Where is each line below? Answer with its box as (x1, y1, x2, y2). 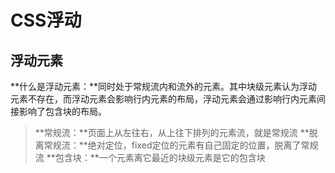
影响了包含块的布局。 (18, 106, 107, 117)
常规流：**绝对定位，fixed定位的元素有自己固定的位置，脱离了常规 (43, 139, 319, 151)
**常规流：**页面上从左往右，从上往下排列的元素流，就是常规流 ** (34, 127, 310, 138)
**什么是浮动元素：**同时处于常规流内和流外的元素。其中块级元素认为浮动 (10, 81, 318, 92)
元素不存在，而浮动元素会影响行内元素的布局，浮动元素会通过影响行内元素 (10, 93, 317, 105)
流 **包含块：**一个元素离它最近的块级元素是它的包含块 (34, 152, 266, 163)
